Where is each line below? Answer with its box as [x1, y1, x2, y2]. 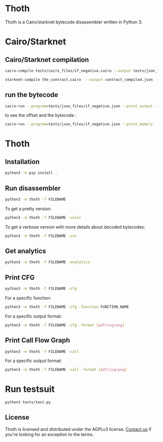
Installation [5, 157, 40, 166]
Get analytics [5, 247, 46, 255]
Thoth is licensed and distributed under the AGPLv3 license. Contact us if [5, 426, 152, 432]
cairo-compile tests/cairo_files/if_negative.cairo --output [5, 68, 131, 73]
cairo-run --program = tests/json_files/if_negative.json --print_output [5, 103, 153, 109]
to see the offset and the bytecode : [5, 113, 77, 118]
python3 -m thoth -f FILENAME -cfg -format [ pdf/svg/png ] [5, 323, 125, 327]
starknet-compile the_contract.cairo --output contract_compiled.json [5, 77, 153, 82]
